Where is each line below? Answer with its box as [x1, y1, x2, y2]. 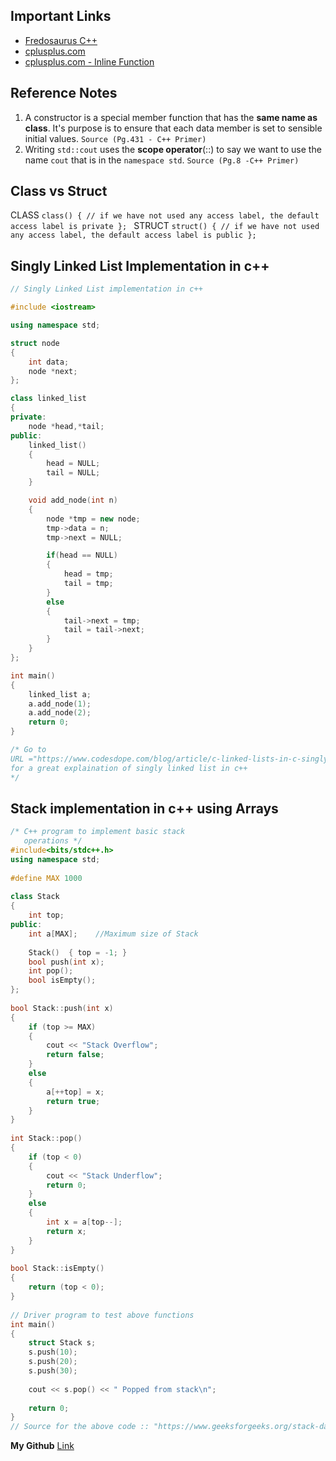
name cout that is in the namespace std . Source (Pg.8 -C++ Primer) [24, 154, 300, 166]
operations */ [23, 836, 83, 846]
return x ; [46, 1226, 87, 1236]
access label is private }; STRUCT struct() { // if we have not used [10, 220, 320, 232]
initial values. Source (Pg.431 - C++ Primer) [24, 132, 207, 144]
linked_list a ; [28, 689, 92, 699]
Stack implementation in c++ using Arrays [10, 800, 279, 817]
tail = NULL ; [46, 468, 101, 478]
